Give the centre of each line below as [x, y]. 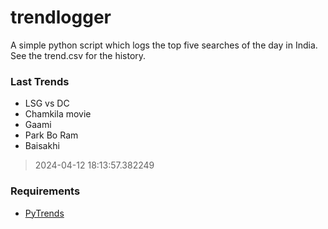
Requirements [45, 191]
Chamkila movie [58, 114]
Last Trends [40, 81]
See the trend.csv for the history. [78, 55]
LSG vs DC [47, 103]
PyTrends [44, 213]
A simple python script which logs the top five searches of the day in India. [164, 45]
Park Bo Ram [51, 135]
